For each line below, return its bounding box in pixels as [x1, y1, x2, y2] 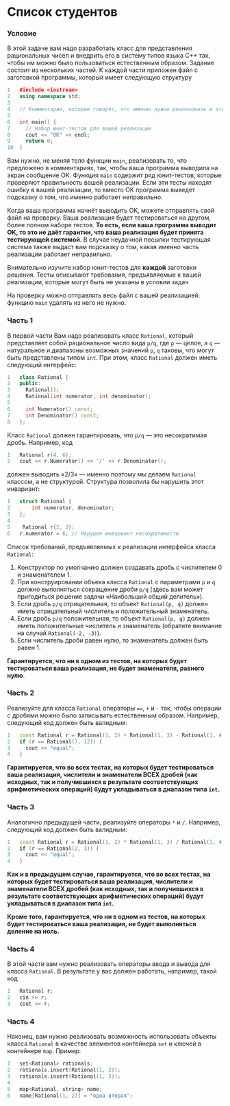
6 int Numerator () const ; [7, 406, 94, 413]
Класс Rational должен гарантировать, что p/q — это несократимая [7, 430, 207, 439]
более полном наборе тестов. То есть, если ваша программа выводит [7, 221, 217, 229]
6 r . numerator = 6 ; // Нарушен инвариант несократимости [7, 530, 179, 537]
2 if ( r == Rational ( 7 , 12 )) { [7, 738, 103, 745]
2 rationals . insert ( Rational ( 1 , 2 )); [7, 1067, 121, 1074]
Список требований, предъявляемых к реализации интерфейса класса [7, 542, 216, 551]
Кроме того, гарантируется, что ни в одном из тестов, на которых [7, 912, 205, 921]
